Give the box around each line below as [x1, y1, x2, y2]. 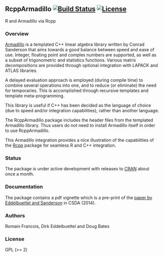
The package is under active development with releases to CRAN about [5, 166, 150, 172]
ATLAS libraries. [5, 67, 38, 74]
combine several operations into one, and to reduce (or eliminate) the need [5, 82, 157, 89]
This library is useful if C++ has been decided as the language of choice [5, 102, 151, 108]
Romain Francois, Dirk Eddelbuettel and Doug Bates [5, 224, 109, 229]
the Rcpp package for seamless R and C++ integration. [5, 142, 116, 148]
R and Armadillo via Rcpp [5, 18, 56, 24]
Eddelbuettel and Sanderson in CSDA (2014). [5, 200, 96, 206]
